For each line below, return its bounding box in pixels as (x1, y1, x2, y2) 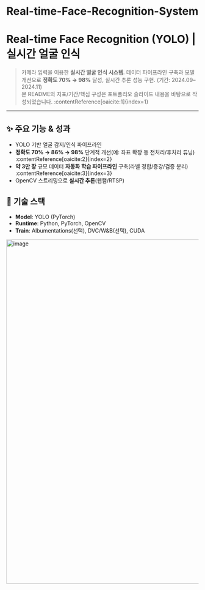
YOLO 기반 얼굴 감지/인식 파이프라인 (15, 141, 102, 148)
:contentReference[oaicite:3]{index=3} (15, 170, 113, 177)
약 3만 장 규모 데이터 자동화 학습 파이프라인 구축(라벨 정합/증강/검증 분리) (15, 162, 189, 170)
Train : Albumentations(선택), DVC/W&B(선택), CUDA (15, 226, 145, 234)
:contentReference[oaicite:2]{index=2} (15, 155, 112, 163)
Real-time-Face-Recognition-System (6, 4, 199, 18)
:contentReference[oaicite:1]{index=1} (54, 98, 149, 105)
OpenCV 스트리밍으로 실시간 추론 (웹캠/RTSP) (15, 176, 125, 184)
